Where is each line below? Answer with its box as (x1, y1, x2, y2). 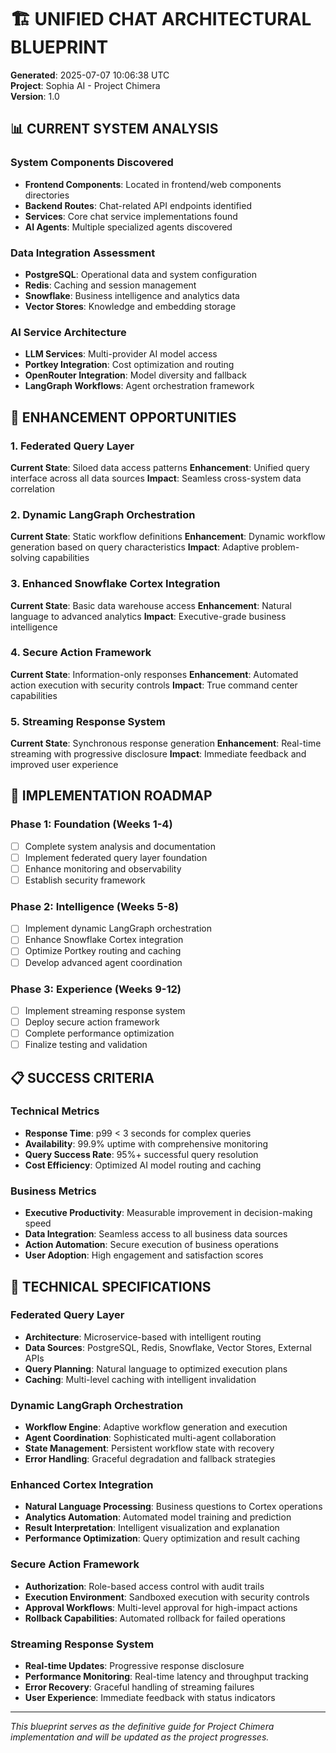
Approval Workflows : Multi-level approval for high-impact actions (24, 1601, 298, 1613)
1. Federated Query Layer (10, 439, 135, 453)
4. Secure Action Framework (10, 646, 152, 660)
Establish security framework (24, 874, 146, 886)
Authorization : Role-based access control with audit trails (24, 1580, 265, 1592)
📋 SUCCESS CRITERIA (10, 1069, 155, 1086)
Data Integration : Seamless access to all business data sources (24, 1228, 288, 1240)
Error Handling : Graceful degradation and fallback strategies (24, 1453, 276, 1465)
